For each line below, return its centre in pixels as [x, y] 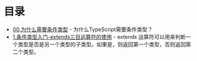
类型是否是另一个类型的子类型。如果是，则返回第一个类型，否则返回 [102, 44]
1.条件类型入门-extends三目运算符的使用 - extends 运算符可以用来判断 [99, 36]
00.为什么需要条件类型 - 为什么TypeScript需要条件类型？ [83, 29]
